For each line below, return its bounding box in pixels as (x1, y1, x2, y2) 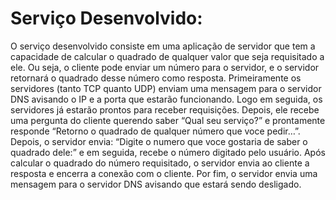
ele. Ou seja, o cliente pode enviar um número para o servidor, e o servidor (10, 61, 320, 73)
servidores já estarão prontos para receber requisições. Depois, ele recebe (10, 103, 320, 116)
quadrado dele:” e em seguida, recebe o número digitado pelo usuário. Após (10, 146, 326, 158)
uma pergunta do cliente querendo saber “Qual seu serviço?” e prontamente (10, 114, 326, 126)
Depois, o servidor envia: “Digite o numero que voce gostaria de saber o (10, 135, 308, 147)
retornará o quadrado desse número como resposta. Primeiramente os (10, 72, 302, 84)
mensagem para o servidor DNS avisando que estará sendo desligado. (10, 178, 302, 190)
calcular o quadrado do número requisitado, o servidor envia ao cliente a (10, 157, 310, 169)
